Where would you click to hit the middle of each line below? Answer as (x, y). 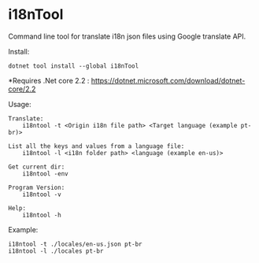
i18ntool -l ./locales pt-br (56, 251)
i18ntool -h (42, 215)
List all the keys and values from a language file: (96, 146)
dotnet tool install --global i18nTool (74, 66)
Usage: (20, 104)
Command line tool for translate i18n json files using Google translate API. (127, 36)
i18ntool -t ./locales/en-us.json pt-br (76, 244)
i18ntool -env (45, 174)
